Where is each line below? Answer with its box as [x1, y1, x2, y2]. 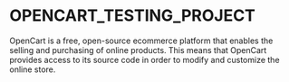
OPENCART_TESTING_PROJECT [9, 5, 256, 26]
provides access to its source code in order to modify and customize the [9, 54, 280, 65]
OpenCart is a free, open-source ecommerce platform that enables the [9, 35, 274, 46]
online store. [9, 64, 56, 75]
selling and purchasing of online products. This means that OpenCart [9, 44, 267, 55]
